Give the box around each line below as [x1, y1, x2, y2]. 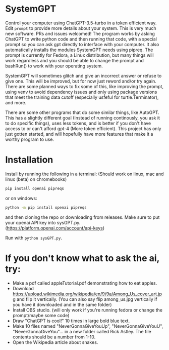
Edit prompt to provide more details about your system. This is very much [5, 25, 156, 31]
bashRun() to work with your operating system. [5, 63, 103, 69]
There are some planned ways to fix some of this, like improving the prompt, [5, 83, 164, 89]
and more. [5, 99, 27, 105]
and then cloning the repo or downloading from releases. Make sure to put [5, 214, 160, 220]
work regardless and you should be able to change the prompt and [5, 57, 144, 63]
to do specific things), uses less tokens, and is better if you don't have [5, 120, 151, 126]
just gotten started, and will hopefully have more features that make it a [5, 131, 153, 137]
